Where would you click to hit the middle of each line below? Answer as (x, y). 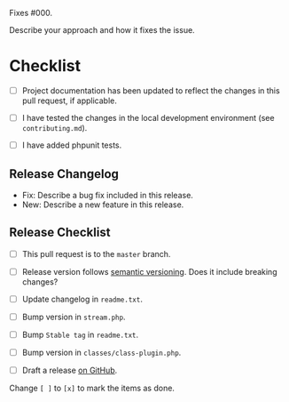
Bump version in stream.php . (74, 317)
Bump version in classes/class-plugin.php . (102, 353)
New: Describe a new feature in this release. (103, 205)
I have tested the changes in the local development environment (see (148, 118)
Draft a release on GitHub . (70, 370)
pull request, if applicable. (69, 100)
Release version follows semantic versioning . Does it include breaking (149, 271)
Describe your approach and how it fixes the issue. (102, 30)
